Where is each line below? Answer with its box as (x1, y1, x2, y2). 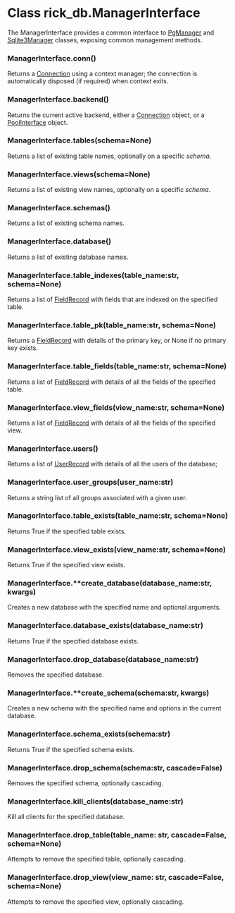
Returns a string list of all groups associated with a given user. (7, 493, 188, 502)
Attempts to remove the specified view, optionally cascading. (7, 897, 184, 906)
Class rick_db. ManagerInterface (7, 5, 201, 21)
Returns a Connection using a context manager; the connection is (7, 69, 198, 78)
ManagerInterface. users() (7, 443, 99, 453)
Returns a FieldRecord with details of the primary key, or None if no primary (7, 337, 227, 345)
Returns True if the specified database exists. (7, 636, 139, 645)
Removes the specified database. (7, 670, 104, 679)
